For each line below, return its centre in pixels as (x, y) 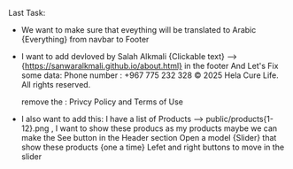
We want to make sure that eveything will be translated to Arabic (139, 30)
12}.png (35, 128)
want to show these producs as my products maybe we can (169, 128)
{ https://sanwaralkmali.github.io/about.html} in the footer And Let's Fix (150, 66)
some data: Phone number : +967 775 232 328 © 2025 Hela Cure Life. (150, 75)
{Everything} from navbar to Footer (85, 39)
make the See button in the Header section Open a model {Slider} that (149, 138)
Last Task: (27, 13)
